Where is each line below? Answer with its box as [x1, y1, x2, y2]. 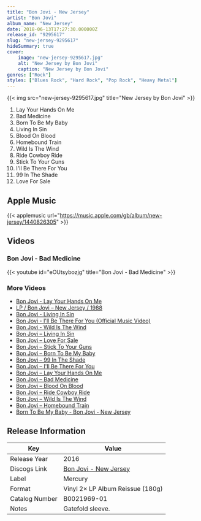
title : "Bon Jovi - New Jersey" [7, 9, 89, 15]
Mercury [63, 474, 88, 483]
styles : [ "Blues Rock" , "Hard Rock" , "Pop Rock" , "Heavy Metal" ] [7, 77, 177, 83]
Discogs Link [10, 464, 48, 473]
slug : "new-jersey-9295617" [7, 37, 79, 44]
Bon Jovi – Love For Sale [15, 337, 78, 344]
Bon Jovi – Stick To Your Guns [15, 343, 93, 350]
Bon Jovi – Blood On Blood [15, 382, 83, 389]
